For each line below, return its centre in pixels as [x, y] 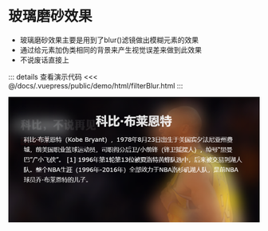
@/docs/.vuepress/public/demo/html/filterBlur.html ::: [96, 85]
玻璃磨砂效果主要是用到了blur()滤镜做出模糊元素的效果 [109, 40]
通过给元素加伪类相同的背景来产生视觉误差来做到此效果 [110, 49]
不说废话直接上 [44, 60]
